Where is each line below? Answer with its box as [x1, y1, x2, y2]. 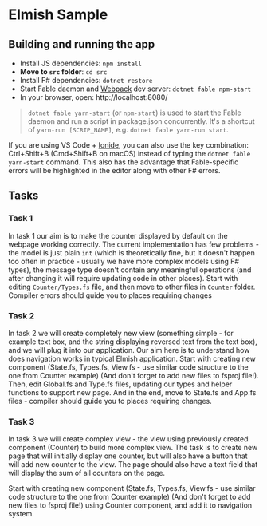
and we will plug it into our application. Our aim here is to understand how [8, 345, 250, 354]
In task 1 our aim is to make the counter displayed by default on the [8, 231, 229, 240]
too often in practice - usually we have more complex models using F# [8, 256, 240, 266]
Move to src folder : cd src [19, 67, 108, 77]
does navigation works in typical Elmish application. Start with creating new [8, 354, 257, 363]
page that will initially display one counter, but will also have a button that [8, 451, 249, 461]
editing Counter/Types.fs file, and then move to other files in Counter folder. [8, 282, 256, 291]
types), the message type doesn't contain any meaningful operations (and [8, 265, 252, 275]
